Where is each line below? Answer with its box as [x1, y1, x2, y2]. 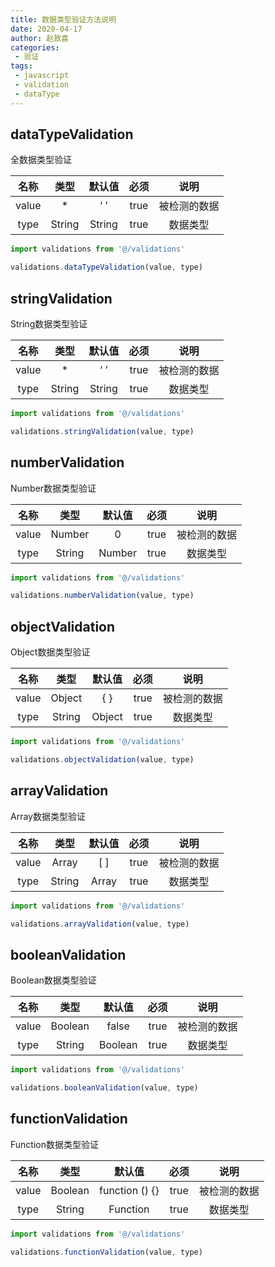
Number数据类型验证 [10, 482, 97, 494]
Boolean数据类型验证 [10, 974, 97, 986]
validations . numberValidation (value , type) [10, 591, 195, 601]
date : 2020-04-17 [10, 24, 83, 34]
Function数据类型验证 [10, 1138, 99, 1150]
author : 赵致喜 [10, 33, 69, 43]
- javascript [14, 71, 70, 81]
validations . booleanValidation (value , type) [10, 1083, 199, 1093]
